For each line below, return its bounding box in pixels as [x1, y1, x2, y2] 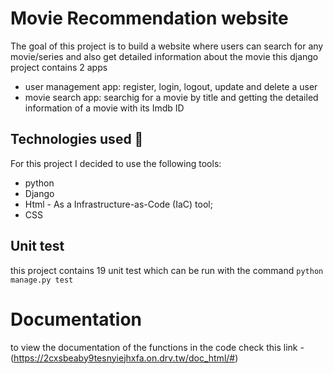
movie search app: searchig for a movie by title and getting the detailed [24, 91, 319, 103]
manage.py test [10, 275, 74, 285]
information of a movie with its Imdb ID [24, 102, 185, 114]
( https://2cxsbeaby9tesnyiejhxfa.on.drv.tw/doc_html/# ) [10, 352, 239, 364]
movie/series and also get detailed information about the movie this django [10, 50, 319, 62]
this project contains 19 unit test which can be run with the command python [10, 264, 324, 276]
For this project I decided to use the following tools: [10, 157, 222, 169]
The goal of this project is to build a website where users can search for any [10, 40, 324, 52]
